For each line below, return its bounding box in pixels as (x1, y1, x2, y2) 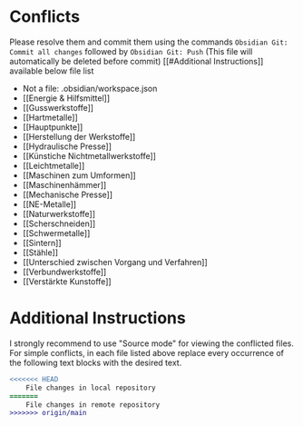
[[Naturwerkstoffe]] (22, 208, 96, 219)
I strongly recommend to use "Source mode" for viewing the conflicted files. (9, 338, 295, 349)
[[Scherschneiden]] (22, 218, 96, 229)
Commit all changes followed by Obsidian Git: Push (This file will (9, 45, 253, 56)
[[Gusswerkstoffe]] (22, 102, 93, 113)
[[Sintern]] (22, 237, 62, 248)
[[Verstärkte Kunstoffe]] (22, 275, 112, 287)
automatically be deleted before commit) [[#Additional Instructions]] (9, 55, 264, 66)
